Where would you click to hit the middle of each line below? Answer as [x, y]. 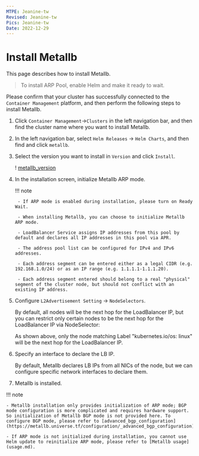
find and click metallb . [42, 145]
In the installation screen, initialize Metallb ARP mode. [80, 179]
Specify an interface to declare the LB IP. [65, 354]
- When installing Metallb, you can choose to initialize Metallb [101, 217]
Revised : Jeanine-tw [32, 17]
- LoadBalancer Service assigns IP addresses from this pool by [98, 233]
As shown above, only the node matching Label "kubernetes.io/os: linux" [103, 336]
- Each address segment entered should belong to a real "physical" [104, 280]
